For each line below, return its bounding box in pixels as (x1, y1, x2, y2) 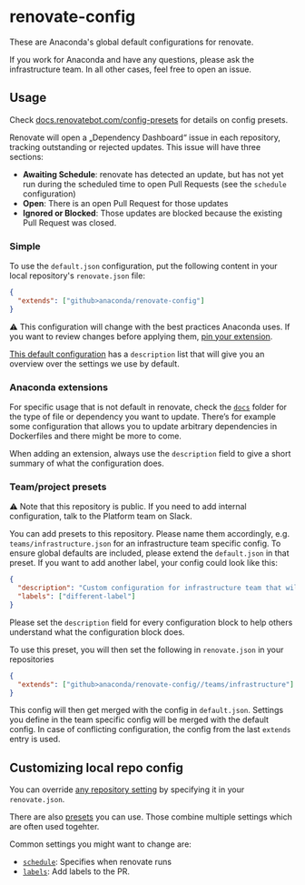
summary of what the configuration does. (9, 458, 165, 468)
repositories (9, 653, 54, 665)
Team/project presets (9, 480, 107, 493)
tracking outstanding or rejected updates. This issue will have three (9, 141, 261, 152)
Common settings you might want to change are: (9, 839, 192, 850)
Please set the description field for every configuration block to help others (9, 617, 293, 628)
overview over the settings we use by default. (9, 357, 180, 369)
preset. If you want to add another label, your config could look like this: (9, 558, 279, 568)
